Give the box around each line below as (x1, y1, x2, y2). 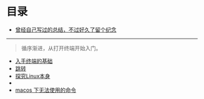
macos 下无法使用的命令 (15, 86, 76, 94)
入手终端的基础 (15, 57, 53, 65)
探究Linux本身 (15, 72, 50, 80)
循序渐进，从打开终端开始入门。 (21, 44, 101, 51)
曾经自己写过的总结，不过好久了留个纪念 (15, 26, 117, 33)
